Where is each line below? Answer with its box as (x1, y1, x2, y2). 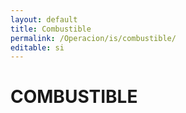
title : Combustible (10, 24, 92, 34)
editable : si (10, 42, 65, 53)
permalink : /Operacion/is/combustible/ (10, 33, 177, 43)
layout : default (10, 14, 78, 25)
